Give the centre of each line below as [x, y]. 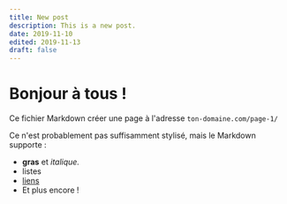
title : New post [39, 17]
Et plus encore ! [50, 190]
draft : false [33, 50]
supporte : [28, 145]
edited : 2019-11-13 [45, 42]
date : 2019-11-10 [41, 34]
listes [31, 171]
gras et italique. [50, 162]
